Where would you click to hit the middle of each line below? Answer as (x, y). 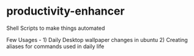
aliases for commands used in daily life (55, 46)
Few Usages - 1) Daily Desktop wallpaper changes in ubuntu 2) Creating (97, 40)
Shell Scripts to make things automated (56, 28)
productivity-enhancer (65, 11)
